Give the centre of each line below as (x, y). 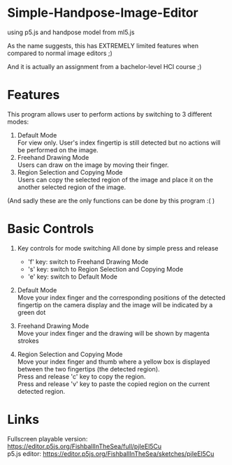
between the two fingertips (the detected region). (88, 369)
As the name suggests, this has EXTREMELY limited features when (103, 45)
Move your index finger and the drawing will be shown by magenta (113, 333)
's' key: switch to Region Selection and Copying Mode (106, 269)
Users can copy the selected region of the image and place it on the (115, 179)
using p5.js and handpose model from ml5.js (71, 32)
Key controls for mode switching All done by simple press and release (118, 248)
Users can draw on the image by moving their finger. (93, 165)
